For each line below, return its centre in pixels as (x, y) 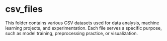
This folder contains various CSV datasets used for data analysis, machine (82, 23)
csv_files (24, 9)
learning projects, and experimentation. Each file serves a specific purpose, (83, 28)
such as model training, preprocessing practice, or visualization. (72, 33)
